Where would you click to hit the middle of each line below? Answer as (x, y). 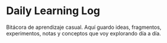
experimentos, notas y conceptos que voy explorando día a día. (83, 33)
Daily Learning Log (53, 11)
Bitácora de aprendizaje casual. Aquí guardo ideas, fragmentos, (84, 27)
